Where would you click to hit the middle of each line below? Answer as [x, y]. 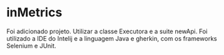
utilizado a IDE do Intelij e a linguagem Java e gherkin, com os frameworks [112, 38]
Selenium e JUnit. [31, 45]
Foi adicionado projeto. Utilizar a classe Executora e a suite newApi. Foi [107, 31]
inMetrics [34, 13]
